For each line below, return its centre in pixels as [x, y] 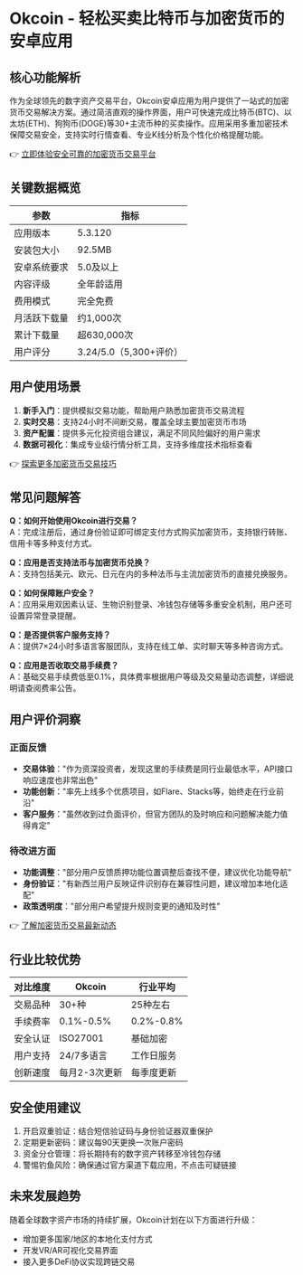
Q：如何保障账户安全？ [52, 593]
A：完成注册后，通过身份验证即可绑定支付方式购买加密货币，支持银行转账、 [151, 532]
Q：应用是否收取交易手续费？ [64, 666]
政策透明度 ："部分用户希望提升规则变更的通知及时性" [121, 906]
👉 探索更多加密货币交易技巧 [63, 463]
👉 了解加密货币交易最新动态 [63, 926]
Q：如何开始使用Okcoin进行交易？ [74, 521]
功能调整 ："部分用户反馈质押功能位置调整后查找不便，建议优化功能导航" [157, 873]
